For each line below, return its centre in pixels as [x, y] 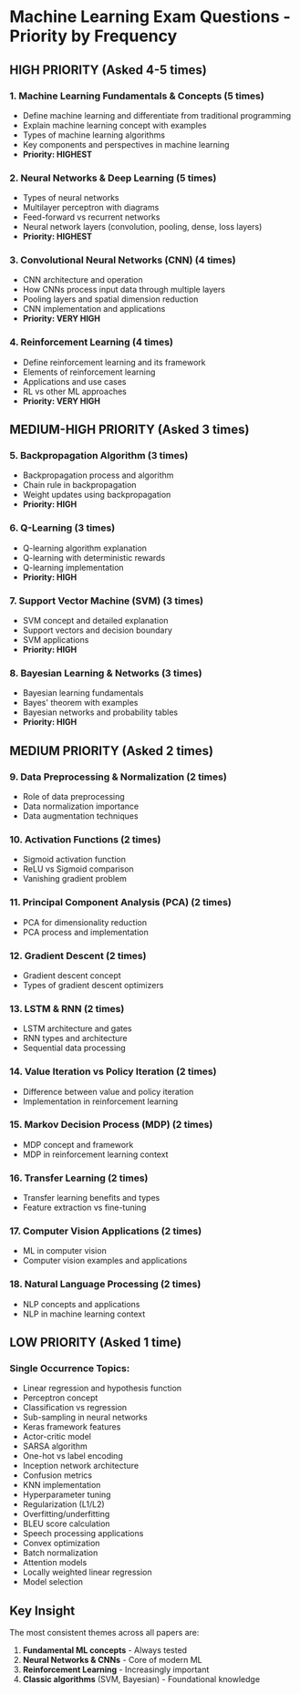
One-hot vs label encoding [72, 1456]
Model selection [53, 1582]
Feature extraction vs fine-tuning [84, 1208]
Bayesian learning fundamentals [83, 693]
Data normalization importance [81, 806]
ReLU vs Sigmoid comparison [78, 869]
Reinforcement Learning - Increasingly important [116, 1669]
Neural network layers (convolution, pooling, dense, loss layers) [142, 227]
